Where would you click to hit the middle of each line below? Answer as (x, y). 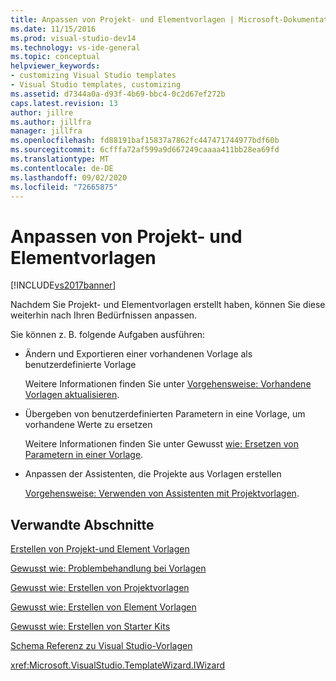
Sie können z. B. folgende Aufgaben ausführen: (108, 335)
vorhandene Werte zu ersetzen (88, 425)
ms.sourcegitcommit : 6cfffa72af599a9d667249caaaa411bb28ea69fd (145, 150)
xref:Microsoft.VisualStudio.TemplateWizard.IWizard (118, 665)
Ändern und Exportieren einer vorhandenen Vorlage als (138, 354)
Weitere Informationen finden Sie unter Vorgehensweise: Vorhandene (168, 384)
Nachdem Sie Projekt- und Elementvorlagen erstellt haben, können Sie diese (168, 305)
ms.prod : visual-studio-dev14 (73, 38)
